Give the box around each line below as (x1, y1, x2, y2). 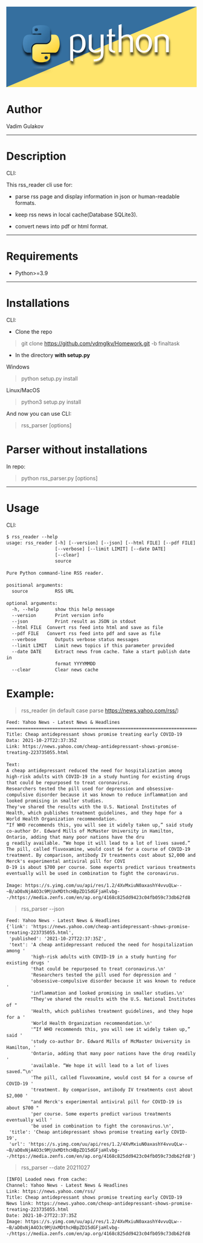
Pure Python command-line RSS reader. (6, 570, 104, 576)
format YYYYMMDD (54, 660, 96, 667)
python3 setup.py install (21, 398, 82, 405)
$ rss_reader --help (6, 534, 59, 540)
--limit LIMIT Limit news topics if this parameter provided (11, 642, 174, 648)
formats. (14, 199, 36, 206)
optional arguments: (6, 600, 59, 606)
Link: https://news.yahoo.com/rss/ (6, 1188, 96, 1194)
